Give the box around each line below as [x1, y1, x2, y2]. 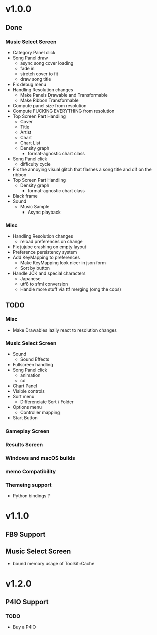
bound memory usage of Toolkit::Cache [12, 560, 95, 566]
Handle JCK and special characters [12, 270, 86, 276]
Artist [20, 129, 32, 135]
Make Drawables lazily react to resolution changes [12, 327, 117, 333]
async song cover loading [20, 60, 74, 66]
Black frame [12, 193, 38, 199]
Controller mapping [20, 409, 60, 416]
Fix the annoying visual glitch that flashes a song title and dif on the [12, 166, 152, 172]
